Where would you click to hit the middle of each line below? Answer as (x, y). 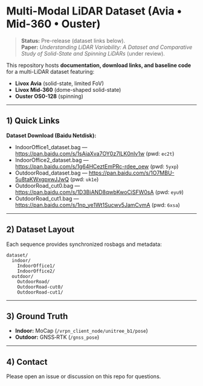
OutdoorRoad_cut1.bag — (47, 198)
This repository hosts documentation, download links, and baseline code (99, 65)
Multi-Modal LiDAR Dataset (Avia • (94, 11)
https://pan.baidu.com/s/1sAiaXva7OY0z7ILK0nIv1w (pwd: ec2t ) (95, 153)
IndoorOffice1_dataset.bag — (51, 147)
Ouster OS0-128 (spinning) (49, 96)
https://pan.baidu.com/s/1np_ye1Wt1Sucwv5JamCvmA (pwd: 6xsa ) (97, 205)
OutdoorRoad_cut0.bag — (47, 185)
